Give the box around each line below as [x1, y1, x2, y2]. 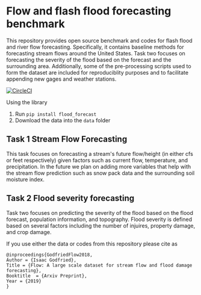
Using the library [6, 98, 48, 106]
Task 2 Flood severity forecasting [6, 193, 135, 203]
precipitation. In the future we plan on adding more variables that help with [6, 163, 191, 170]
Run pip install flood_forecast [14, 110, 97, 117]
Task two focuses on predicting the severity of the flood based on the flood [6, 209, 194, 216]
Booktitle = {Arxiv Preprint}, [6, 273, 87, 279]
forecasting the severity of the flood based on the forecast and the [6, 56, 172, 63]
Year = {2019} [6, 278, 42, 284]
